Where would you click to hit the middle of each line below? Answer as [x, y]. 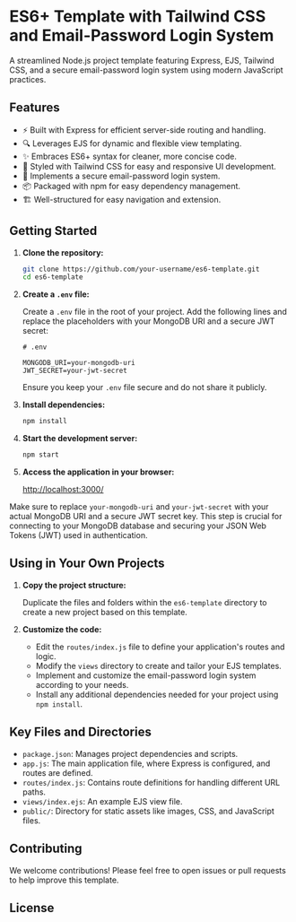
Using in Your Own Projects [87, 564]
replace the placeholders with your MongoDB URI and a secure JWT [148, 321]
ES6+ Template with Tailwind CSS [138, 17]
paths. [34, 792]
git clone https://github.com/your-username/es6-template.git [141, 269]
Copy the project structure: [74, 585]
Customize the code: [62, 629]
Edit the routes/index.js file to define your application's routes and [160, 647]
